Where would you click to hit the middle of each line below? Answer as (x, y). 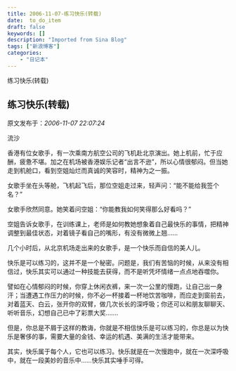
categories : (25, 53)
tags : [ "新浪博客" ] (34, 46)
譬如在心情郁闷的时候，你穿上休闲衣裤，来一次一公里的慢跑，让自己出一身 (115, 286)
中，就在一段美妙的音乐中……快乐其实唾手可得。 (77, 360)
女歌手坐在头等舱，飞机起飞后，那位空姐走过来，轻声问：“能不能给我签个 (113, 185)
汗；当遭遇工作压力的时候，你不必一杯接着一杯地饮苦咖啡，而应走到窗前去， (118, 295)
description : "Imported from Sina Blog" (67, 40)
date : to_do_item (34, 20)
